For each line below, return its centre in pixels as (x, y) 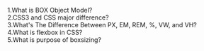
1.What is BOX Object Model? (50, 10)
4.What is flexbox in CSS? (45, 32)
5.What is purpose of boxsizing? (54, 40)
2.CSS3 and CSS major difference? (58, 17)
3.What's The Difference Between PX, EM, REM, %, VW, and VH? (102, 25)
